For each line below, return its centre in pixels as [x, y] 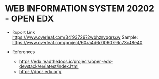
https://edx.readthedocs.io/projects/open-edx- [66, 61]
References [23, 52]
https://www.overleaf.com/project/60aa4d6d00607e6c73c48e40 [77, 42]
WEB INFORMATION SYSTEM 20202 [80, 8]
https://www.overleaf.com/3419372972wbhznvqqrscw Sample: [75, 37]
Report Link [23, 32]
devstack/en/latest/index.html [49, 66]
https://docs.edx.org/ [40, 71]
